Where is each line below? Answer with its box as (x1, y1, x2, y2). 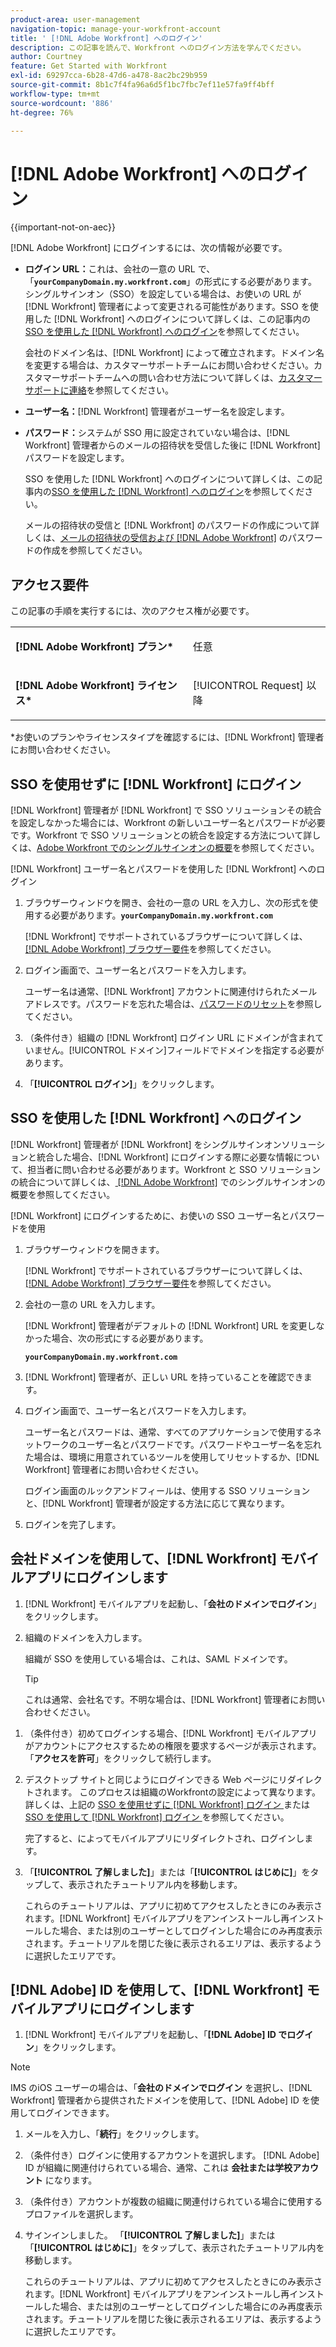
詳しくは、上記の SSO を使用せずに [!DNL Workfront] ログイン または (24, 1798, 311, 1810)
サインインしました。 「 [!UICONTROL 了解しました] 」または (24, 2229, 276, 2241)
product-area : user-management (10, 14, 141, 25)
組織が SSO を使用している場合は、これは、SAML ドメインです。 (24, 1652, 293, 1665)
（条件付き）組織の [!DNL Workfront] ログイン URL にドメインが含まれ (24, 1031, 316, 1043)
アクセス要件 (10, 576, 89, 593)
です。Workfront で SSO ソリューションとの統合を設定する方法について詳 (10, 829, 313, 841)
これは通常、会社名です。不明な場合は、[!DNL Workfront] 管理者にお (24, 1693, 308, 1705)
